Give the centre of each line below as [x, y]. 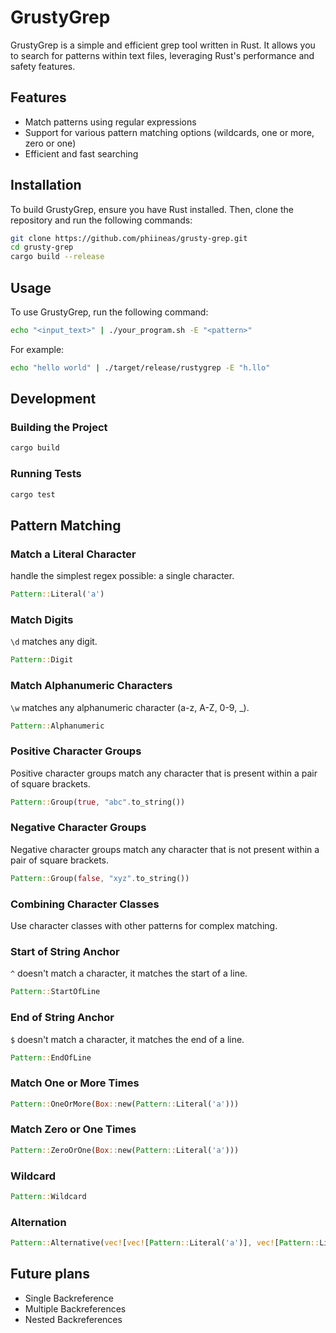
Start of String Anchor [65, 951]
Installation [46, 185]
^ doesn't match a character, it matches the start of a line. [129, 973]
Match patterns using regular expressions [110, 122]
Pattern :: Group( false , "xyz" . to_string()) [100, 878]
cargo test [33, 494]
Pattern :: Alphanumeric [57, 726]
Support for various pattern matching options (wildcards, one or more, [169, 132]
